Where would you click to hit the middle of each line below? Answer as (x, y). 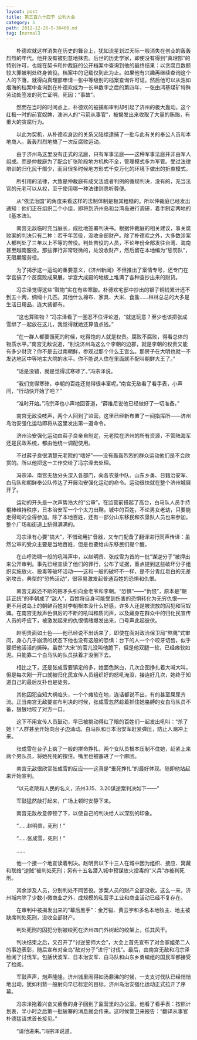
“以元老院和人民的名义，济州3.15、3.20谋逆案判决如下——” (88, 788)
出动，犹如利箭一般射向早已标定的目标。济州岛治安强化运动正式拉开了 (96, 984)
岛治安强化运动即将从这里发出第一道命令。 (57, 424)
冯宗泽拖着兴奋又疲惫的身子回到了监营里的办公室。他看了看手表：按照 (101, 1004)
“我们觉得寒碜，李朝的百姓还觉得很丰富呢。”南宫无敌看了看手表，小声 (99, 384)
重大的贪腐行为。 (27, 122)
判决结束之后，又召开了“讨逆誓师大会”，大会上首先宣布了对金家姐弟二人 (103, 943)
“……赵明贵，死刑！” (41, 826)
